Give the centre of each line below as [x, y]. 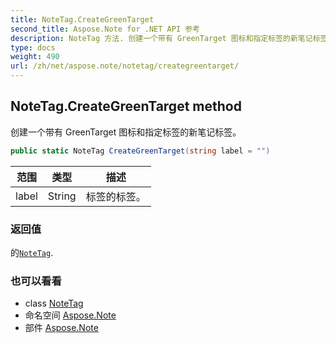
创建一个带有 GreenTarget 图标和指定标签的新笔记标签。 [126, 132]
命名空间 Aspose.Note [70, 315]
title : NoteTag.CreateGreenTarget [82, 19]
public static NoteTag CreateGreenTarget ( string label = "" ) [140, 151]
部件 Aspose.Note [61, 328]
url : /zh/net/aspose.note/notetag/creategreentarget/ [125, 66]
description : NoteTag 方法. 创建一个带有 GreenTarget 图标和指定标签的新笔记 [161, 38]
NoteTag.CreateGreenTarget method [126, 106]
